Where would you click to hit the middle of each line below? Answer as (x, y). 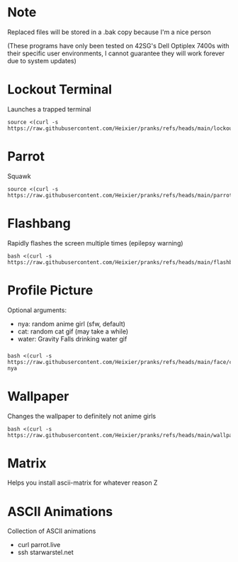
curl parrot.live (39, 545)
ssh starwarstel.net (46, 552)
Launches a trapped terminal (49, 109)
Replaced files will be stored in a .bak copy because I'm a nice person (109, 32)
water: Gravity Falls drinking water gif (72, 338)
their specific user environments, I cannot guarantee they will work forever (116, 53)
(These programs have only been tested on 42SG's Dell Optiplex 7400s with (118, 45)
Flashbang (39, 224)
